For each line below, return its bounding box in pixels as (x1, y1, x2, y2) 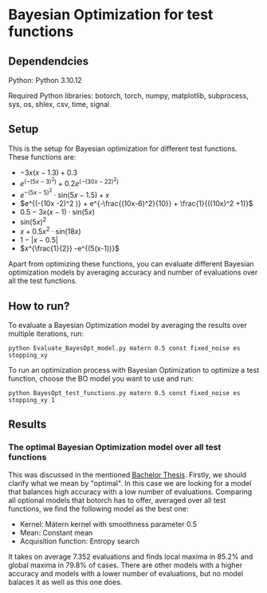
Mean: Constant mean (19, 528, 93, 537)
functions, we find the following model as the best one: (8, 504, 189, 513)
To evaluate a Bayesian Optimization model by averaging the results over (8, 321, 247, 330)
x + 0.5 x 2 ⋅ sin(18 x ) (19, 225, 81, 236)
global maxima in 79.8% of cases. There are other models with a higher (8, 560, 243, 570)
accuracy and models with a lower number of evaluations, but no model (8, 568, 244, 578)
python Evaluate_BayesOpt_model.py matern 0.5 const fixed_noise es (8, 345, 241, 353)
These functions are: (8, 152, 77, 161)
